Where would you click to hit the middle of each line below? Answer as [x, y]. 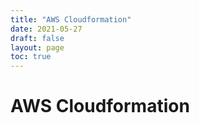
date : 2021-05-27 [46, 29]
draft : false [37, 38]
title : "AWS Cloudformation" [71, 19]
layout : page [37, 47]
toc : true [31, 57]
